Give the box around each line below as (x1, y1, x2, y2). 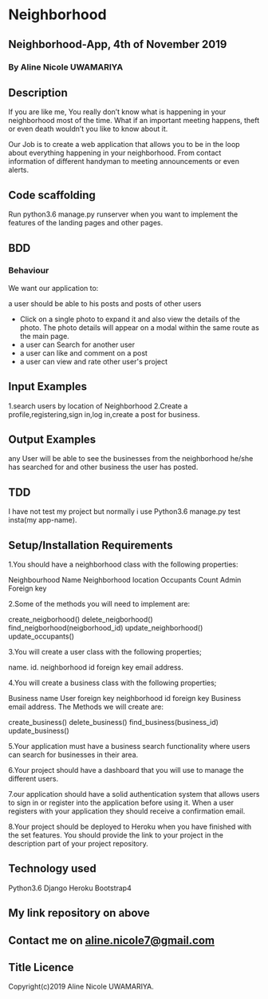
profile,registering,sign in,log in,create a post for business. (8, 409, 200, 419)
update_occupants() (8, 631, 74, 641)
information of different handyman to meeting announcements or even (8, 157, 239, 166)
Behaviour (8, 265, 49, 277)
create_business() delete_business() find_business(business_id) (8, 718, 219, 727)
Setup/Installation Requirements (8, 538, 173, 552)
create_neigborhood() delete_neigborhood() (8, 615, 153, 624)
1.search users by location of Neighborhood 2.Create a (8, 401, 188, 411)
